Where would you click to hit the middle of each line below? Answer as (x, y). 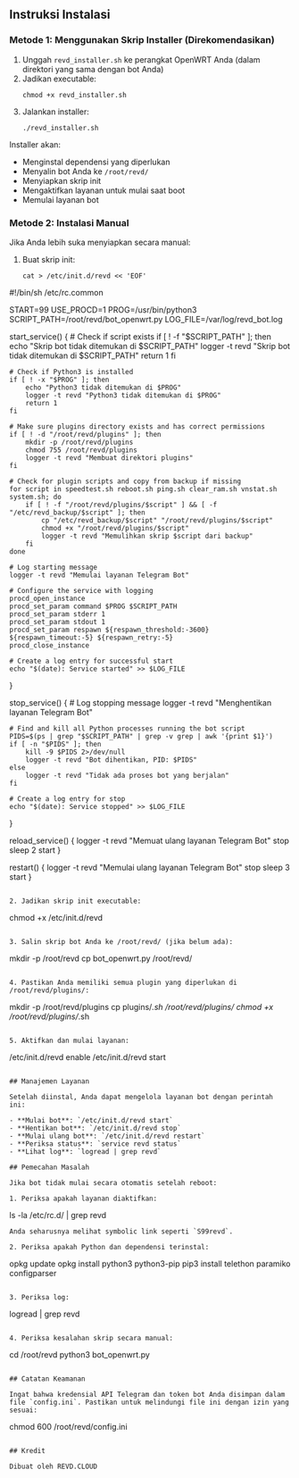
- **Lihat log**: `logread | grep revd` (86, 1151)
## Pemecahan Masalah (50, 1167)
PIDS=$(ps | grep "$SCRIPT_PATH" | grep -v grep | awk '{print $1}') (141, 736)
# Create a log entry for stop (67, 798)
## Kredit (28, 1450)
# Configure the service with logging (81, 590)
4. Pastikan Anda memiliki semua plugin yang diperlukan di (124, 982)
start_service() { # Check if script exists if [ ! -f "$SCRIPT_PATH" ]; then (141, 336)
